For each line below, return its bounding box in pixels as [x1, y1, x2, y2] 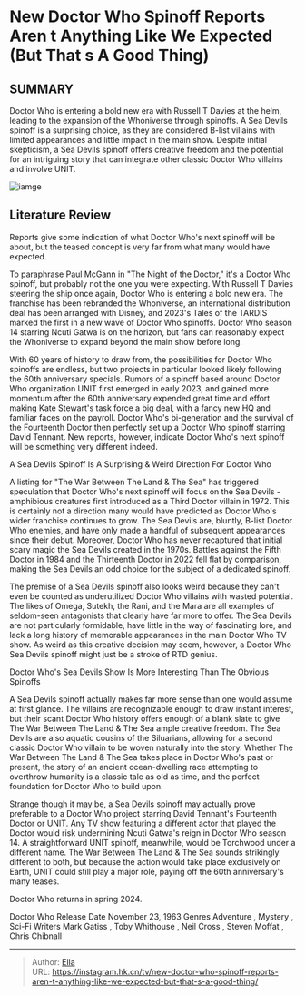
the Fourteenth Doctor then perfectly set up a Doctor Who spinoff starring [9, 422, 286, 432]
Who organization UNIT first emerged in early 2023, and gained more [9, 382, 270, 393]
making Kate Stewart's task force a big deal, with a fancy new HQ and [9, 402, 271, 413]
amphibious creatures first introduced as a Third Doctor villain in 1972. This [9, 495, 290, 506]
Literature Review [9, 208, 112, 223]
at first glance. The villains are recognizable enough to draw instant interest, [9, 703, 294, 714]
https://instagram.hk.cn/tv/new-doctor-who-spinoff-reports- [52, 966, 279, 977]
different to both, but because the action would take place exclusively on [9, 856, 281, 867]
